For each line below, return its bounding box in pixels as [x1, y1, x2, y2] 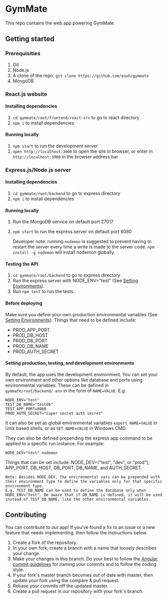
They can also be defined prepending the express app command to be [5, 435, 153, 441]
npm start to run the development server [12, 143, 98, 149]
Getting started [5, 35, 55, 43]
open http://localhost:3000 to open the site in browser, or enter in [12, 148, 153, 154]
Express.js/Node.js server [5, 166, 71, 173]
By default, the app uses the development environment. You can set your [5, 371, 158, 377]
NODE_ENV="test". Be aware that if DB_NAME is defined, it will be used [5, 492, 162, 497]
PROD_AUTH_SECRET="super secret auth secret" [5, 411, 103, 416]
